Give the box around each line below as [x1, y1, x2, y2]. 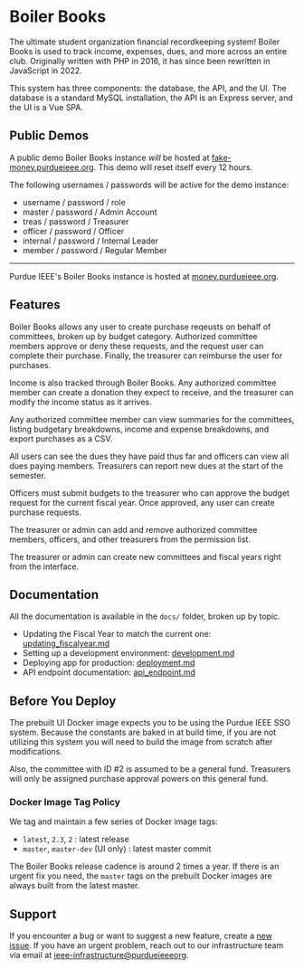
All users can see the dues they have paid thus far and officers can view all [9, 451, 290, 461]
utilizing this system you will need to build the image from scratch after [9, 736, 273, 747]
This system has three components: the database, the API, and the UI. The [9, 82, 287, 93]
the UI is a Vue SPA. [9, 101, 84, 112]
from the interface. [9, 561, 80, 572]
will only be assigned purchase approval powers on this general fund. [9, 774, 269, 784]
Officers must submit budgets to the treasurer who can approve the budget [9, 487, 290, 499]
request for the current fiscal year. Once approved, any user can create [9, 497, 275, 508]
